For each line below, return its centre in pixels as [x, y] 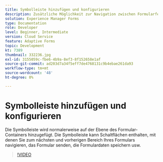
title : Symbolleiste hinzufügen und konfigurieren [57, 9]
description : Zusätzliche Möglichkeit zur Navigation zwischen [70, 14]
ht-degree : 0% [19, 77]
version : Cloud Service [29, 37]
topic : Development [25, 46]
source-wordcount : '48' [29, 73]
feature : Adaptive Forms [30, 41]
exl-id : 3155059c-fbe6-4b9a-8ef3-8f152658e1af [53, 59]
